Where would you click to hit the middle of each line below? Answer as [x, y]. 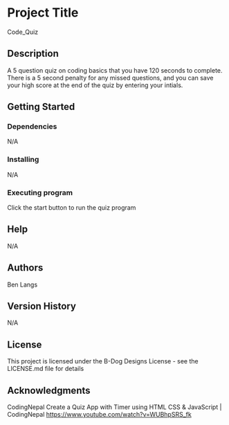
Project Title [43, 13]
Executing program [40, 192]
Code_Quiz [23, 32]
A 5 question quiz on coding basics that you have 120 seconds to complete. [115, 70]
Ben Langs [22, 284]
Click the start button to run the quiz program [72, 208]
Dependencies [32, 127]
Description [33, 54]
